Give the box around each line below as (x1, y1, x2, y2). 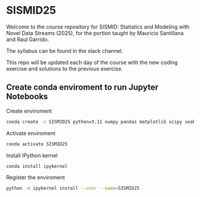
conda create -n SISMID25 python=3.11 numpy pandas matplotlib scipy (6, 119, 183, 125)
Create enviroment (6, 107, 52, 115)
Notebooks (6, 91, 48, 101)
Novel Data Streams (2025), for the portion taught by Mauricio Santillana (6, 29, 184, 36)
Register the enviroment (6, 174, 65, 181)
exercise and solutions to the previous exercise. (6, 65, 123, 72)
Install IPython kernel (6, 152, 58, 159)
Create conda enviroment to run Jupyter (6, 82, 159, 93)
